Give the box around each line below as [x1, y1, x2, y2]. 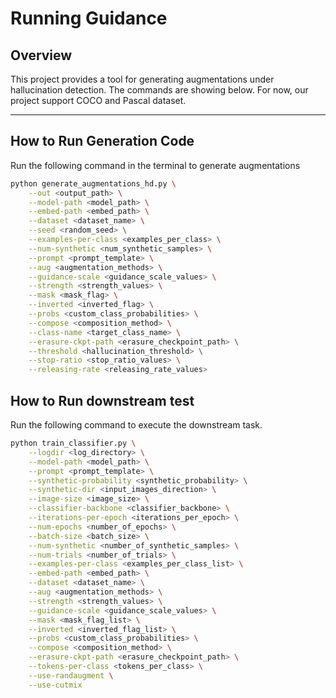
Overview [10, 47, 73, 64]
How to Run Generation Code [10, 133, 195, 150]
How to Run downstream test [10, 392, 195, 409]
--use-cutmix [28, 680, 83, 690]
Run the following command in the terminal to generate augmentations [10, 159, 301, 171]
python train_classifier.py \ [10, 438, 137, 448]
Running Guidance [10, 7, 168, 30]
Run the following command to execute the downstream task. [10, 419, 263, 431]
